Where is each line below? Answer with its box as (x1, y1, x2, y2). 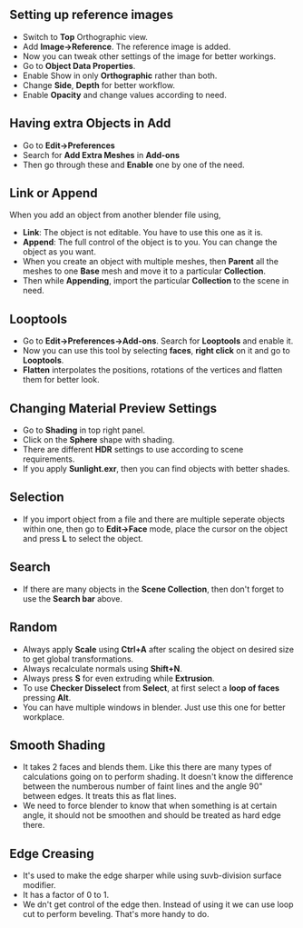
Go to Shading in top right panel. (22, 424, 146, 435)
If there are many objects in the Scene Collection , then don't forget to (22, 584, 284, 594)
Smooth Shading (9, 737, 106, 753)
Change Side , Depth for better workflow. (22, 79, 175, 90)
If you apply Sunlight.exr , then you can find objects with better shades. (22, 464, 290, 474)
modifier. (22, 880, 56, 891)
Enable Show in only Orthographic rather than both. (22, 70, 218, 81)
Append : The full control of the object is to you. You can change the (22, 236, 278, 248)
